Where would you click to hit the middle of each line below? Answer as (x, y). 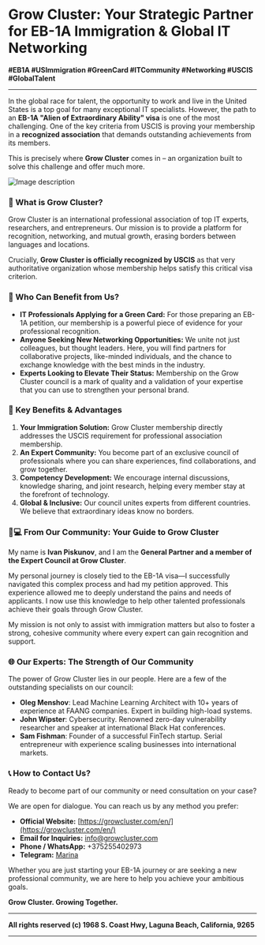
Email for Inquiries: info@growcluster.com (89, 838)
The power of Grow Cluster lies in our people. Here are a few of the (118, 679)
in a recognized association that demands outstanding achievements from (130, 134)
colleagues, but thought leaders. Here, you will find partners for (123, 348)
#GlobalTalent (32, 78)
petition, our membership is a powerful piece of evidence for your (136, 323)
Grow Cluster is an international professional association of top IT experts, (129, 219)
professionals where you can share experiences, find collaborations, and (138, 461)
